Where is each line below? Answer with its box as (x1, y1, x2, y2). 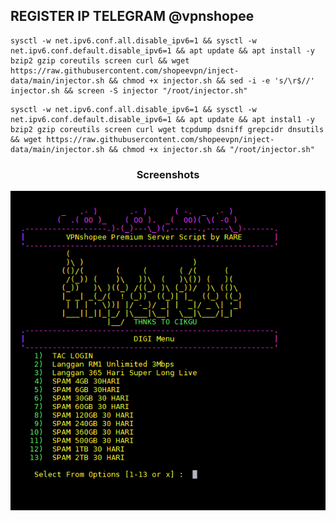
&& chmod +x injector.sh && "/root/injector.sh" (108, 144, 315, 154)
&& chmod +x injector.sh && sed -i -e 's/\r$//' (108, 75, 315, 86)
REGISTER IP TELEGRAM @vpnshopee (10, 8, 255, 25)
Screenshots (136, 167, 200, 181)
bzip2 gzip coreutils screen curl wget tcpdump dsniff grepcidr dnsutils (10, 124, 325, 134)
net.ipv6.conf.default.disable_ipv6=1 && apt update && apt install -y (10, 45, 315, 56)
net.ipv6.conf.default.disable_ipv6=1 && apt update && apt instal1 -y (10, 114, 315, 124)
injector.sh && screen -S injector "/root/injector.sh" (10, 85, 248, 96)
